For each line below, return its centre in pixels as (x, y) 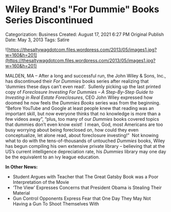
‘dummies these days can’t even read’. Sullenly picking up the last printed (83, 86)
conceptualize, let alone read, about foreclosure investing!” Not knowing (82, 135)
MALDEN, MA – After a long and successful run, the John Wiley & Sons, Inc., (86, 75)
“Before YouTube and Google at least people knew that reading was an (80, 108)
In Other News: (22, 167)
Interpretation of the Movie (41, 182)
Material (21, 193)
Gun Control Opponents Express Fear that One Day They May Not (82, 198)
